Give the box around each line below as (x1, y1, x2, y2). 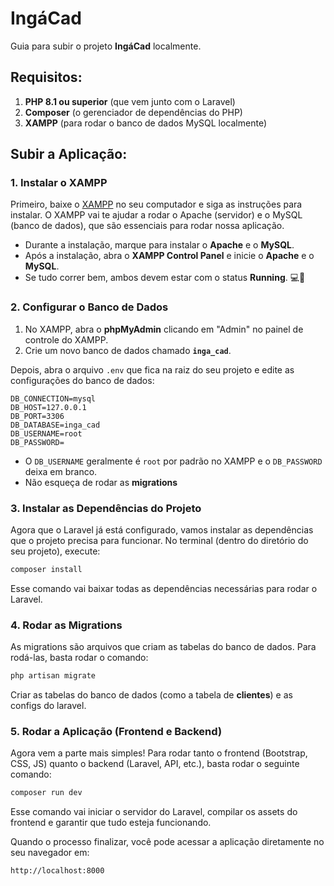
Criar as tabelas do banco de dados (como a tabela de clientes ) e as (10, 689, 293, 701)
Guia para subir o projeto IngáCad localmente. (10, 40, 202, 52)
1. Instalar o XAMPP (10, 176, 108, 190)
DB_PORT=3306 (10, 411, 65, 421)
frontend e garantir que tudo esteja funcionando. (10, 817, 212, 829)
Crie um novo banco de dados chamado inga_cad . (24, 344, 232, 356)
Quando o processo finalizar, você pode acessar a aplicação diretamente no (10, 836, 325, 848)
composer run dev (10, 788, 83, 798)
